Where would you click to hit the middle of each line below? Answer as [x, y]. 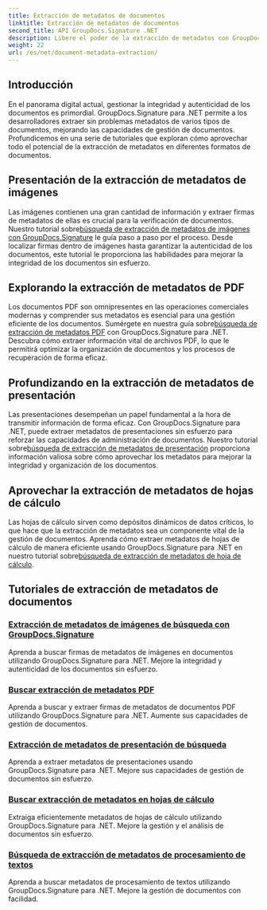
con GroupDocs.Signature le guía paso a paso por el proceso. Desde [121, 237]
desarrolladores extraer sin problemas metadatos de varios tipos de [119, 121]
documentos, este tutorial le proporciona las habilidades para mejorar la [126, 254]
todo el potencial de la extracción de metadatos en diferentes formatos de [130, 146]
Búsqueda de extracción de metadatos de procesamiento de [127, 854]
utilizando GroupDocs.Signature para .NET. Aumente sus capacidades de [128, 715]
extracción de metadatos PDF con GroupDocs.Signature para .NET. [118, 333]
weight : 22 [26, 45]
